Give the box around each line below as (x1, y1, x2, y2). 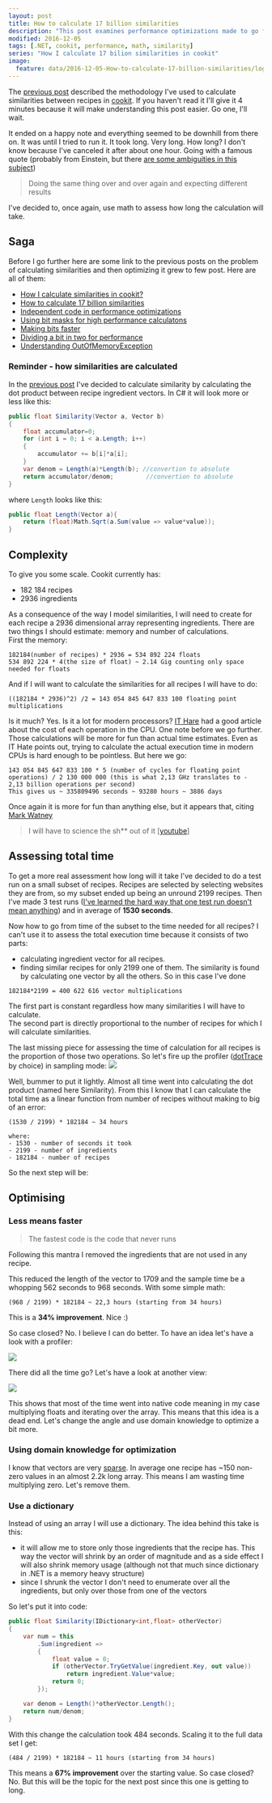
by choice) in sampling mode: (8, 1060, 107, 1070)
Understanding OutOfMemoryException (19, 341, 153, 351)
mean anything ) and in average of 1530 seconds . (8, 905, 173, 915)
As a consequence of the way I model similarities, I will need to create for (8, 609, 253, 620)
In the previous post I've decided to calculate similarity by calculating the (8, 379, 252, 389)
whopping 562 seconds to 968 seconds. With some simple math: (8, 1282, 226, 1292)
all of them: (8, 273, 46, 283)
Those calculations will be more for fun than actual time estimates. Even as (8, 734, 258, 744)
